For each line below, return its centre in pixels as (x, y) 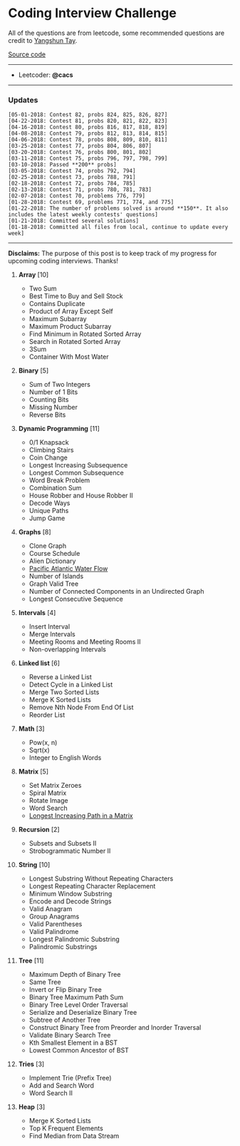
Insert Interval (49, 627)
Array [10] (33, 275)
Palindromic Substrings (63, 947)
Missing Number (53, 407)
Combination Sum (55, 488)
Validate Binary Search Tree (70, 1035)
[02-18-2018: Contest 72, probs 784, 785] (72, 183)
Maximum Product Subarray (70, 327)
